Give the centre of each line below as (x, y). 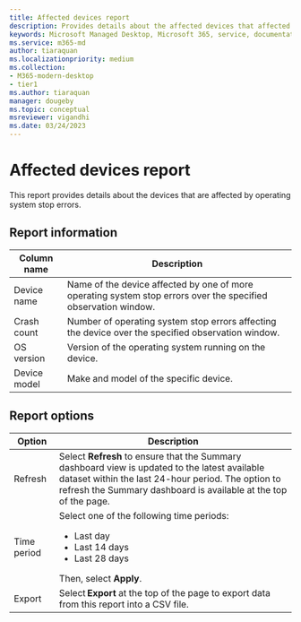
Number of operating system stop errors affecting (172, 321)
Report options (52, 416)
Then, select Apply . (100, 578)
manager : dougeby (42, 101)
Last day (92, 536)
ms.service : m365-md (48, 43)
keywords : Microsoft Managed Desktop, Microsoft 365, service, (130, 34)
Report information (64, 233)
